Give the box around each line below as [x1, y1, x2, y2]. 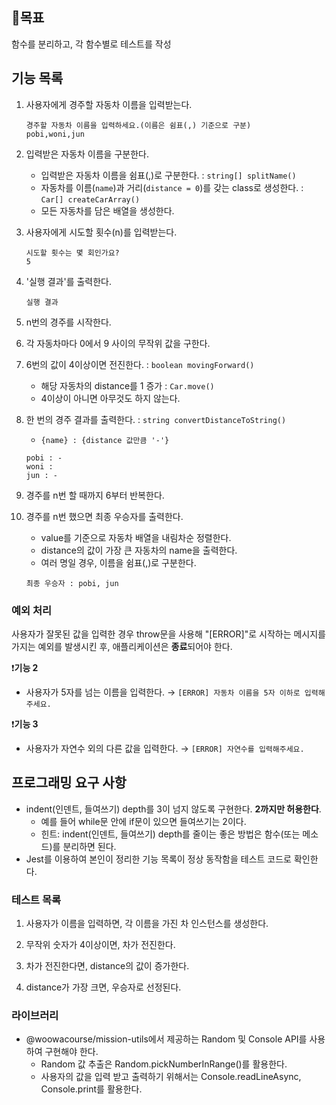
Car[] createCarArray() [40, 194, 141, 205]
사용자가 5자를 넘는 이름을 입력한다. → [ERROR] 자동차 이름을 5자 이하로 [25, 686, 301, 698]
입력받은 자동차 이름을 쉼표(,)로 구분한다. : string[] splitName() [40, 169, 297, 181]
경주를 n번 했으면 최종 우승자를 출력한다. [25, 510, 184, 522]
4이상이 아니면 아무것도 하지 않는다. [40, 392, 181, 404]
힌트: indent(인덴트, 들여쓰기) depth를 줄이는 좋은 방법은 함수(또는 [40, 828, 301, 840]
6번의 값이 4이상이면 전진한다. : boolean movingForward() [25, 358, 255, 370]
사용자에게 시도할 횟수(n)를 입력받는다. [25, 226, 178, 238]
